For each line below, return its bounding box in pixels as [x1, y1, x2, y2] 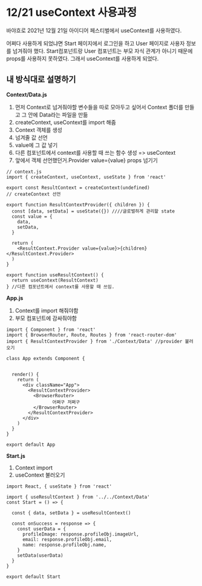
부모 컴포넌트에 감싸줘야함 [15, 314, 77, 322]
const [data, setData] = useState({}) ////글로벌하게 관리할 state [11, 208, 175, 214]
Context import [15, 464, 53, 471]
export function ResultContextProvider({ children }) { [6, 202, 150, 208]
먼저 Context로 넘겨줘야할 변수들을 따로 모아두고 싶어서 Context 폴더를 [15, 103, 183, 111]
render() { [11, 371, 39, 377]
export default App [6, 441, 56, 448]
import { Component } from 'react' [6, 326, 96, 333]
